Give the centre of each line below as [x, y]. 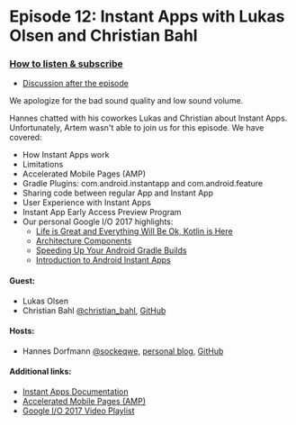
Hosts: [22, 331]
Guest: [22, 281]
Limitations [43, 165]
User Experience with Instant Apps [86, 203]
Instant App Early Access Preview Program [102, 212]
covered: [26, 138]
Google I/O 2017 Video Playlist [78, 411]
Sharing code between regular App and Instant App [118, 193]
